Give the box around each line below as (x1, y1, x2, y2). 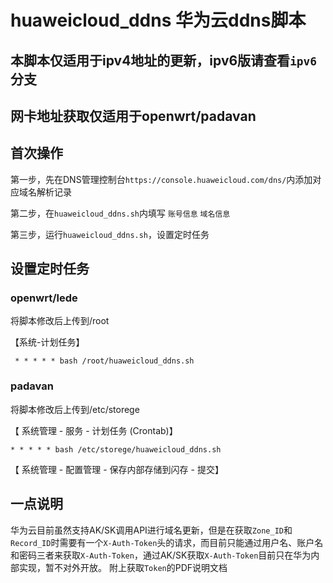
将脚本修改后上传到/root (10, 315, 110, 327)
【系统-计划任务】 (10, 336, 85, 348)
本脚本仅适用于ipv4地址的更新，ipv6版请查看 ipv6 (10, 52, 318, 69)
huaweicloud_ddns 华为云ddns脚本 (10, 9, 307, 32)
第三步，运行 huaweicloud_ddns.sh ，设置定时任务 (10, 228, 210, 240)
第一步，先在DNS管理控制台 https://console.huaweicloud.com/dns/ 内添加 (10, 173, 313, 185)
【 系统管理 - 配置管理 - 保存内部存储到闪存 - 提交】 (10, 463, 224, 475)
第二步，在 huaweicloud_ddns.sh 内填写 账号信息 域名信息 (10, 207, 231, 219)
